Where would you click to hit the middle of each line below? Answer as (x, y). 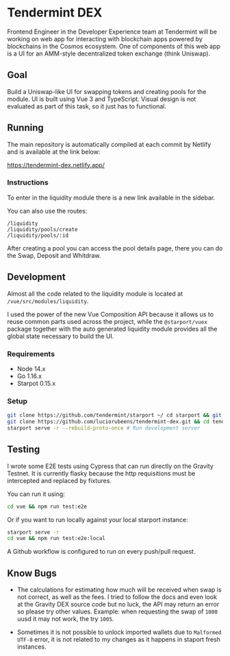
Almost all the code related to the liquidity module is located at (95, 294)
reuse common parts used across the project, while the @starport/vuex (107, 321)
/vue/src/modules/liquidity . (48, 301)
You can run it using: (36, 494)
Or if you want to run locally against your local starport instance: (98, 519)
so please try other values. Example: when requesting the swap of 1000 (117, 611)
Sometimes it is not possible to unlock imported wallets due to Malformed (119, 632)
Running (26, 128)
